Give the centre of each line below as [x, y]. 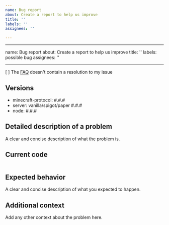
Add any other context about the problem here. [54, 217]
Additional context [35, 205]
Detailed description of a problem [59, 127]
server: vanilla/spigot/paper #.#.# [47, 105]
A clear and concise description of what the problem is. [63, 139]
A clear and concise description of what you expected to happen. [73, 189]
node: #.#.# [24, 110]
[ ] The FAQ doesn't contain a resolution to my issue [59, 72]
